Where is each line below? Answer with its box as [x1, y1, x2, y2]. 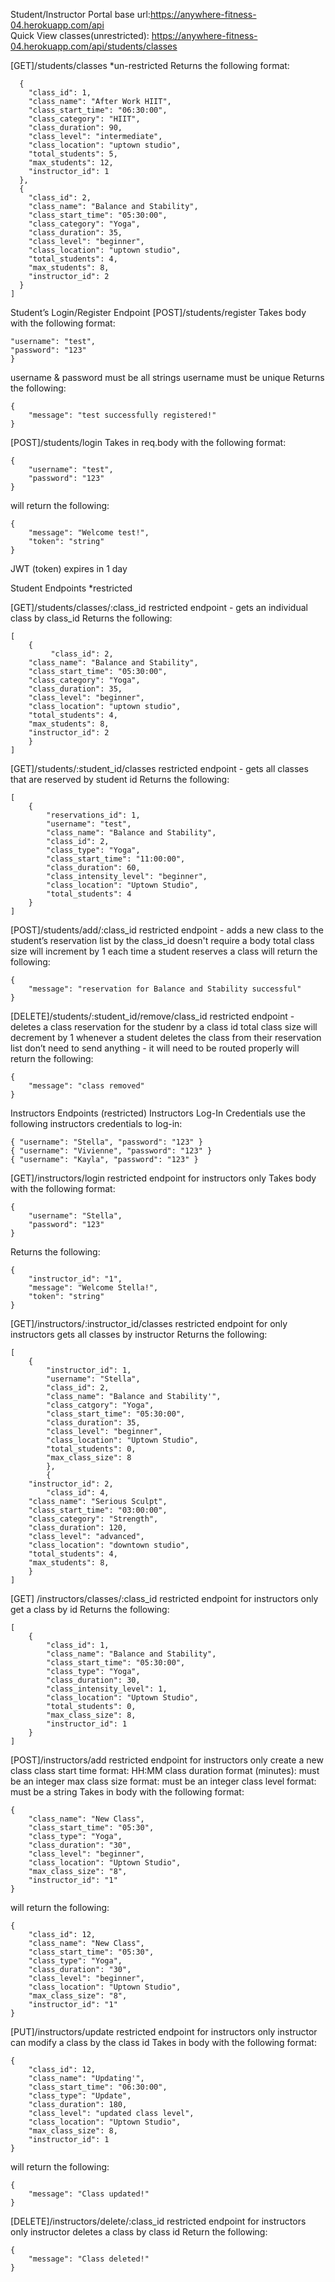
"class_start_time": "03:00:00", [28, 1505, 168, 1515]
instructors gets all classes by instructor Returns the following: [10, 1329, 268, 1340]
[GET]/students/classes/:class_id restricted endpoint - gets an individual [10, 602, 308, 613]
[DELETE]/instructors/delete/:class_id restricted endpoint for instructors [10, 2215, 307, 2227]
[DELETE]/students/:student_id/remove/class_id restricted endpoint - [10, 1010, 295, 1022]
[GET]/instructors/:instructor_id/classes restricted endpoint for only [10, 1318, 288, 1329]
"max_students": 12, [28, 158, 114, 168]
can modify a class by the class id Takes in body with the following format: [10, 2037, 317, 2048]
